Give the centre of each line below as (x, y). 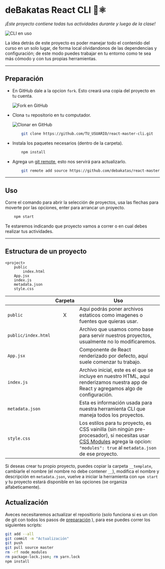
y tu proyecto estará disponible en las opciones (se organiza (66, 482)
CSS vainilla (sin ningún (107, 429)
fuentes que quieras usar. (109, 321)
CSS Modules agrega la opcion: (116, 441)
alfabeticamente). (23, 487)
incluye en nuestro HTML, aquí (114, 376)
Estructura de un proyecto (46, 251)
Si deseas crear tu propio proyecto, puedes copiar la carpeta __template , (79, 466)
